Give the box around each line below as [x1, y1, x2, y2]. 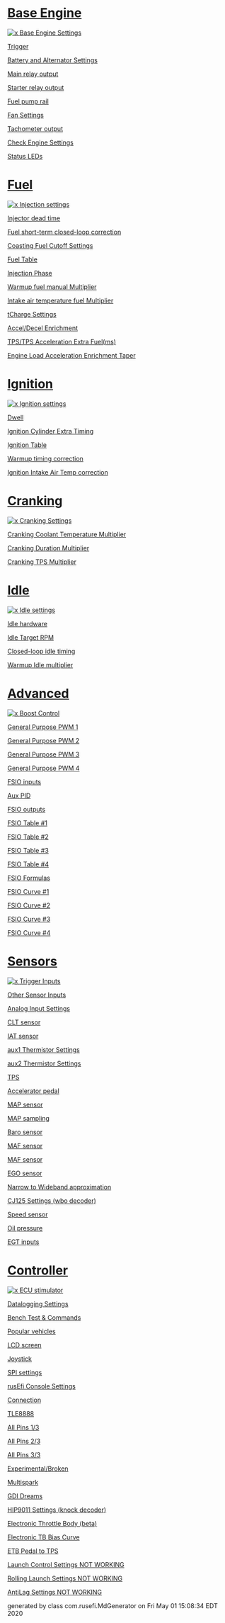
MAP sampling [7, 1114, 50, 1122]
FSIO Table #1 [7, 818, 48, 827]
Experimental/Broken [7, 1464, 69, 1473]
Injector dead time [7, 214, 61, 222]
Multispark [7, 1478, 39, 1486]
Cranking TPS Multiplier [7, 558, 76, 566]
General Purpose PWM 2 [7, 736, 80, 745]
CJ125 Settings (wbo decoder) [7, 1196, 97, 1205]
